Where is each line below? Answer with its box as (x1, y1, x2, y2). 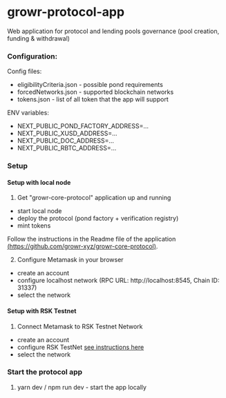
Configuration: (7, 51, 57, 61)
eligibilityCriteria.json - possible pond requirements (17, 81, 164, 89)
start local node (17, 207, 62, 215)
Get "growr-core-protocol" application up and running (17, 194, 171, 202)
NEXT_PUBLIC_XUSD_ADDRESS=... (17, 129, 117, 138)
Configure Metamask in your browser (17, 256, 124, 264)
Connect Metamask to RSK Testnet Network (17, 322, 143, 330)
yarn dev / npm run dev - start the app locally (17, 383, 147, 391)
